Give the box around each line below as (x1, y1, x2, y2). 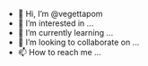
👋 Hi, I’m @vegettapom (17, 9, 103, 19)
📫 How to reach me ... (17, 47, 101, 57)
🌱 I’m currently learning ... (17, 28, 114, 37)
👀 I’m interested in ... (17, 18, 94, 29)
